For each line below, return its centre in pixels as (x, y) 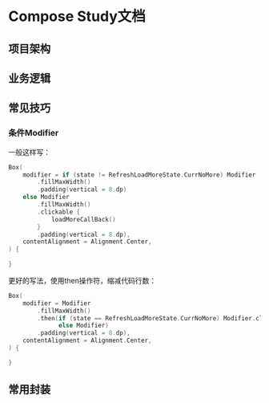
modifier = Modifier (57, 303)
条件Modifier (34, 133)
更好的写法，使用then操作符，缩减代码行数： (82, 280)
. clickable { (59, 212)
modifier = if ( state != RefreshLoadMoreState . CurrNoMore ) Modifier (139, 175)
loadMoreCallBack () (83, 219)
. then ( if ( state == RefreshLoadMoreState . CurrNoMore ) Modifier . (147, 318)
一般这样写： (29, 152)
